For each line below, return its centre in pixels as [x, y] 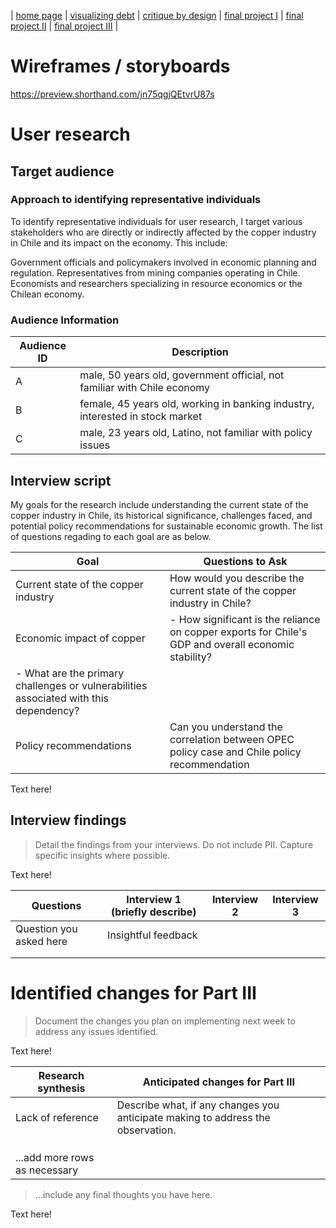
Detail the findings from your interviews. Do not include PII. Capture [174, 844]
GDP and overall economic [232, 644]
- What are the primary [70, 673]
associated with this [62, 698]
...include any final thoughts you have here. [123, 1194]
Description [200, 352]
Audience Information [65, 320]
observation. [146, 1130]
